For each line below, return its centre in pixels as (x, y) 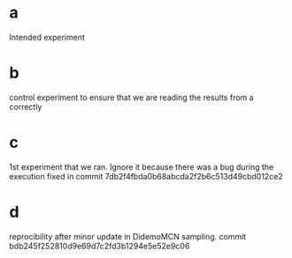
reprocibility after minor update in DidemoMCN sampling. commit (128, 236)
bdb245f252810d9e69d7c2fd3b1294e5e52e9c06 (100, 246)
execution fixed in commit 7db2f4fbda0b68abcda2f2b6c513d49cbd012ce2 (146, 176)
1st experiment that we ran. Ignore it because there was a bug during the (142, 167)
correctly (26, 106)
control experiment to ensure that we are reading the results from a (131, 97)
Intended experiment (47, 37)
